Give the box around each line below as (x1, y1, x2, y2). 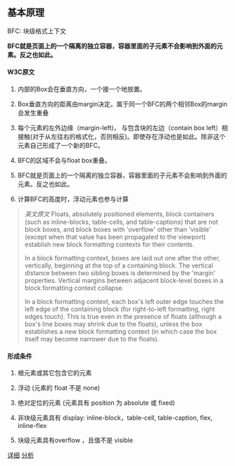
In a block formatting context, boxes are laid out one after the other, (24, 254, 220, 263)
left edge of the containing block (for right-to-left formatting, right (24, 305, 215, 313)
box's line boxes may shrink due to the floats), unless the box (24, 320, 203, 329)
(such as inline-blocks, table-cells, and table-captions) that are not (24, 218, 218, 227)
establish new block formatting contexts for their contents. (24, 240, 195, 248)
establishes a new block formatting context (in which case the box (24, 327, 217, 336)
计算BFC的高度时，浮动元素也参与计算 (17, 195, 129, 203)
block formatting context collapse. (24, 284, 125, 292)
